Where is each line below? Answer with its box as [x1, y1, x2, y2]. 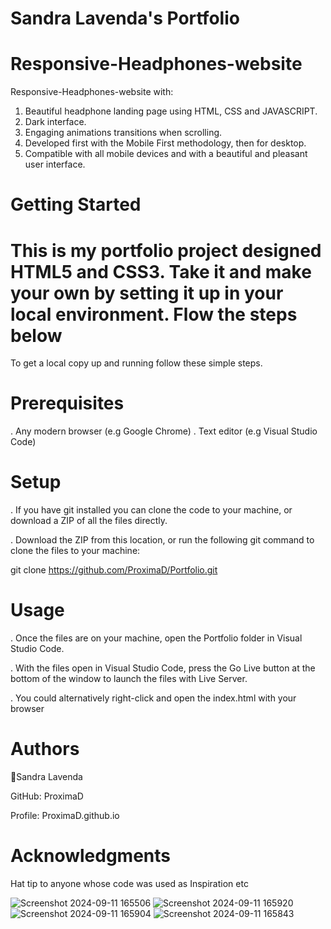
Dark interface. [24, 116, 87, 128]
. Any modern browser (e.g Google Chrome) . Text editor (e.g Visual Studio [10, 425, 318, 437]
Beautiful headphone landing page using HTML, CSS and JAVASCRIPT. [24, 105, 318, 117]
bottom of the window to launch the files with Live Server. [10, 673, 248, 685]
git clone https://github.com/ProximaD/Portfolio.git [10, 564, 218, 576]
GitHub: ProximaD [10, 790, 84, 802]
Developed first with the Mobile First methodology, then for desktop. [24, 137, 307, 149]
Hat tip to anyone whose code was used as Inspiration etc [10, 877, 249, 889]
